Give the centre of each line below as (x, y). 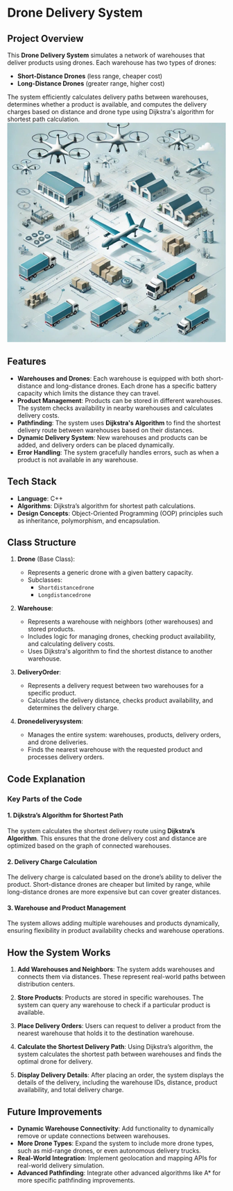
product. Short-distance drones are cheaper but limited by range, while (109, 885)
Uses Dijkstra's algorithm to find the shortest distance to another (120, 652)
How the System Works (59, 953)
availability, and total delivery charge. (70, 1090)
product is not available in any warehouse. (78, 459)
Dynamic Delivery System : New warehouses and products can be (112, 437)
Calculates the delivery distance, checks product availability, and (120, 700)
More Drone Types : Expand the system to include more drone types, (115, 1143)
